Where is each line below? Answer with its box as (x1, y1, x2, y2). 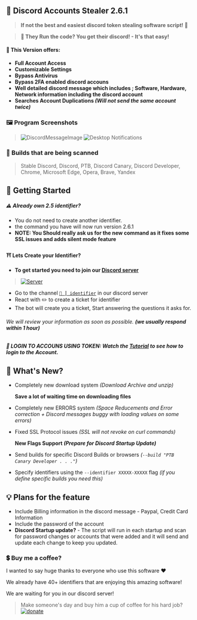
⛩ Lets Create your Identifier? (6, 252, 81, 259)
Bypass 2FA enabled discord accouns (14, 78, 109, 85)
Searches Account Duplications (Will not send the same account (14, 97, 176, 104)
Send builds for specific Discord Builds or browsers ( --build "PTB (14, 451, 175, 459)
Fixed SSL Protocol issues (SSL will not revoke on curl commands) (14, 428, 176, 436)
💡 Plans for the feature (6, 492, 90, 502)
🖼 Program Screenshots (6, 118, 78, 127)
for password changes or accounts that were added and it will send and (14, 533, 189, 540)
